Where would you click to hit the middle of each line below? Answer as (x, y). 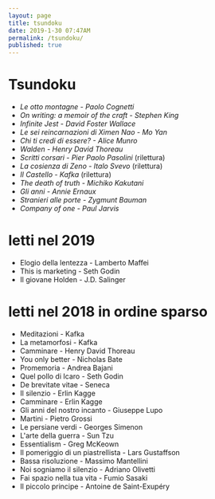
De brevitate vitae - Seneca (64, 384)
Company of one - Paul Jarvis (69, 209)
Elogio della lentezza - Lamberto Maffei (84, 263)
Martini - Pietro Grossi (56, 418)
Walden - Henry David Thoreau (71, 149)
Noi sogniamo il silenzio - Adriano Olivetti (87, 469)
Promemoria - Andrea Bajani (66, 367)
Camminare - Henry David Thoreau (77, 351)
